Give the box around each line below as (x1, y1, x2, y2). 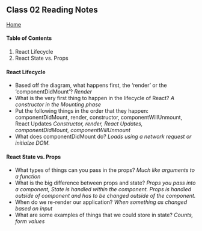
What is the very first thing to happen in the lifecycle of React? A (14, 95, 175, 102)
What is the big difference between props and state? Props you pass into (14, 179, 196, 186)
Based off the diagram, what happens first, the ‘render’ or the (14, 81, 167, 89)
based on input (14, 205, 53, 212)
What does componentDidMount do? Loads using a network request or (14, 133, 192, 141)
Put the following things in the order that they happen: (14, 107, 149, 115)
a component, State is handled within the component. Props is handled (14, 186, 191, 193)
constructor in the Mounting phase (14, 101, 101, 108)
